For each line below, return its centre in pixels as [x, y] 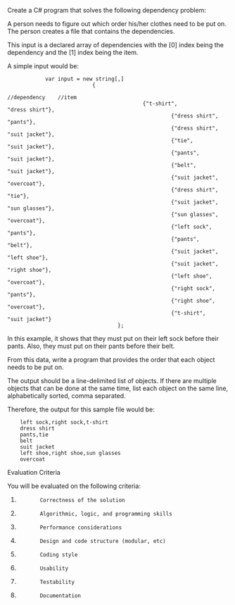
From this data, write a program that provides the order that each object [111, 360]
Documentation [60, 596]
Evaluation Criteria [34, 472]
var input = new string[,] [84, 79]
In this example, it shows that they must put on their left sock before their [113, 338]
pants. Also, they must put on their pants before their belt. [91, 346]
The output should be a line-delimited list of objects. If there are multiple [112, 381]
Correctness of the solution [82, 500]
